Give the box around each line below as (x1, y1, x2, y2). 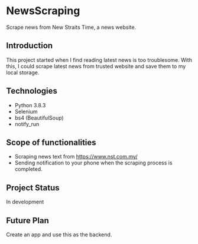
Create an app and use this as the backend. (6, 231, 112, 238)
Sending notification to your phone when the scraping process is (14, 159, 173, 166)
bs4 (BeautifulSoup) (14, 114, 64, 121)
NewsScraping (6, 4, 80, 18)
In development (6, 199, 44, 206)
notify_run (14, 120, 40, 127)
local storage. (6, 69, 40, 76)
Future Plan (6, 215, 49, 225)
